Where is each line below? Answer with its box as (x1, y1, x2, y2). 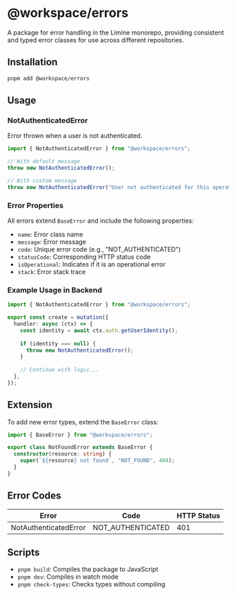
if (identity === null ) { (20, 340, 97, 347)
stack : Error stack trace (17, 267, 86, 276)
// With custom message (7, 177, 78, 184)
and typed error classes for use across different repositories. (7, 35, 185, 44)
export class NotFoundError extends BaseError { (7, 444, 153, 451)
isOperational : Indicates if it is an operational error (17, 259, 166, 269)
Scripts (7, 546, 40, 558)
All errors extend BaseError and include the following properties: (7, 216, 194, 225)
